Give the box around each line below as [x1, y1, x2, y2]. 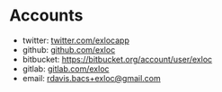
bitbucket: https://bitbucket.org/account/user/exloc [22, 54, 213, 64]
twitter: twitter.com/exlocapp [22, 35, 130, 46]
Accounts [9, 5, 84, 26]
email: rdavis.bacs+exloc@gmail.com [22, 72, 161, 83]
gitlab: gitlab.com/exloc [22, 63, 110, 74]
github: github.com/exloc [22, 44, 116, 54]
